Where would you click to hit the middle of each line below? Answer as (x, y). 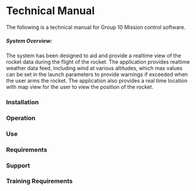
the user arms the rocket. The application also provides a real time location (97, 80)
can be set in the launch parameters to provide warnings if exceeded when (97, 74)
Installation (23, 102)
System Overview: (29, 41)
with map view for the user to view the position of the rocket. (80, 87)
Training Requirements (39, 181)
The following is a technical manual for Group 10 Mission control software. (96, 27)
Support (18, 165)
